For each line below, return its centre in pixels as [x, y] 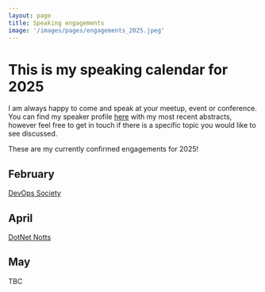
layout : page [30, 15]
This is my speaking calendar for [118, 69]
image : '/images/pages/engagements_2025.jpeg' [86, 30]
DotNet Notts [30, 237]
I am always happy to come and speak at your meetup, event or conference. [133, 109]
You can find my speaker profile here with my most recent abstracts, [120, 117]
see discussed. [33, 134]
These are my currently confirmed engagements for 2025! [104, 149]
